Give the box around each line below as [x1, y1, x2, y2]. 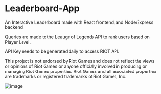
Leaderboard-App [5, 3, 80, 14]
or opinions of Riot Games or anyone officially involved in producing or [5, 63, 147, 69]
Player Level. [5, 39, 31, 45]
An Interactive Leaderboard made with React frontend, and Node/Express [5, 19, 154, 25]
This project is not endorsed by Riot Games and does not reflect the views [5, 58, 155, 64]
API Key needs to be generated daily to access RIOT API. [5, 48, 120, 54]
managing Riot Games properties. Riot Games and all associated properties [5, 68, 157, 74]
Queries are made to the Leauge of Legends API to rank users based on [5, 34, 150, 40]
